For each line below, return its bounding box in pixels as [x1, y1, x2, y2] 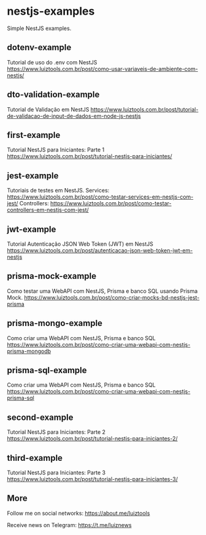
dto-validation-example [7, 89, 100, 100]
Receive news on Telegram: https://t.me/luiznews [7, 521, 132, 528]
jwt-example [7, 224, 56, 234]
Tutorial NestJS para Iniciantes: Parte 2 [7, 428, 106, 436]
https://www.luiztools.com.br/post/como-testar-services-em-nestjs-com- [7, 193, 194, 200]
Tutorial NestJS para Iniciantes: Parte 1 [7, 146, 105, 154]
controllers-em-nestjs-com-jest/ [7, 207, 90, 214]
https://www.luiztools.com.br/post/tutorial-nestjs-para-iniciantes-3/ [7, 476, 178, 483]
